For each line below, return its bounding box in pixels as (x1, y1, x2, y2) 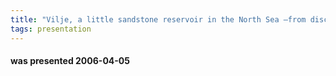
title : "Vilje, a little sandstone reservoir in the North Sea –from (10, 14, 307, 25)
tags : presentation (10, 24, 92, 34)
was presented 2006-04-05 (10, 55, 130, 67)
